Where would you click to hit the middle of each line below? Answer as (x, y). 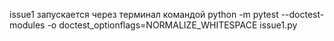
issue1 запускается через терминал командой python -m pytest (144, 14)
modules (27, 25)
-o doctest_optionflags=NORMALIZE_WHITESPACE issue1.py (172, 25)
